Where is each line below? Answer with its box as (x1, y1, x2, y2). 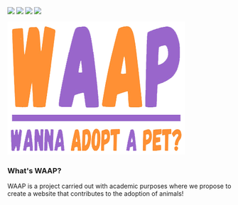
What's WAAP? (7, 165, 62, 175)
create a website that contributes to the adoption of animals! (7, 189, 184, 198)
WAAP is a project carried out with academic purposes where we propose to (7, 182, 232, 191)
